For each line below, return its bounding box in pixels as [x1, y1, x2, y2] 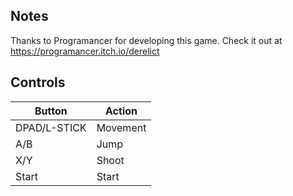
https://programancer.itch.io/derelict [10, 45, 160, 57]
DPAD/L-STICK [15, 120, 87, 134]
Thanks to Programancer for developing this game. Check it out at [10, 34, 283, 46]
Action [105, 104, 138, 118]
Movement [96, 120, 147, 134]
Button [34, 104, 68, 118]
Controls [10, 74, 66, 91]
